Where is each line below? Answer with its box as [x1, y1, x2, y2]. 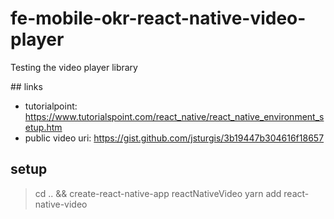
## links [10, 80, 43, 92]
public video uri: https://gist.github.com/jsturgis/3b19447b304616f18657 [24, 132, 325, 144]
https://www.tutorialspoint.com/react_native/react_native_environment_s [24, 110, 325, 122]
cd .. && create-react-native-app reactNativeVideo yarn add [34, 187, 282, 199]
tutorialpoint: [24, 100, 78, 112]
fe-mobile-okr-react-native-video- [10, 7, 307, 30]
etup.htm [24, 121, 63, 133]
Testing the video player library [10, 61, 138, 73]
